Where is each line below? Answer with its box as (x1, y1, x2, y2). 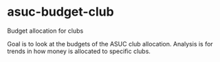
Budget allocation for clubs (7, 27, 84, 35)
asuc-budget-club (7, 4, 115, 20)
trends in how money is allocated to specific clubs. (7, 47, 151, 55)
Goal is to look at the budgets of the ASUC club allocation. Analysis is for (7, 40, 213, 48)
